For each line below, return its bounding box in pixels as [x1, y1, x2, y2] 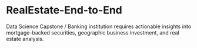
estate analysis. [6, 35, 44, 42]
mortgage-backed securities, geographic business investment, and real [6, 29, 179, 36]
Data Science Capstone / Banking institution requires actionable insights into [6, 23, 192, 30]
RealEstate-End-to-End [6, 4, 122, 17]
